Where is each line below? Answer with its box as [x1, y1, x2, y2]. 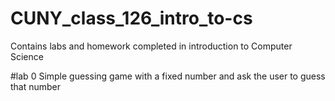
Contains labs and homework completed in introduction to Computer [10, 40, 293, 52]
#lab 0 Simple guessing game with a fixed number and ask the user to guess [10, 70, 326, 82]
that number [10, 80, 62, 92]
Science [10, 50, 44, 62]
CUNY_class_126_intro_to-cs [10, 7, 253, 30]
